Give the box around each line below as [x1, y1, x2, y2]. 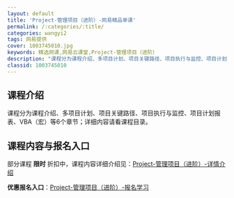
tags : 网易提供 [7, 36, 47, 43]
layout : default [7, 10, 54, 17]
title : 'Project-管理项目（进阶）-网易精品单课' [7, 17, 136, 24]
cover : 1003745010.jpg [7, 42, 73, 49]
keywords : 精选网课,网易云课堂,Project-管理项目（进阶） [7, 49, 158, 56]
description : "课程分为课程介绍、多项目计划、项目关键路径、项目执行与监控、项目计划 [7, 56, 228, 63]
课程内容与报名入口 [7, 140, 90, 151]
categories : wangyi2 [7, 29, 68, 37]
